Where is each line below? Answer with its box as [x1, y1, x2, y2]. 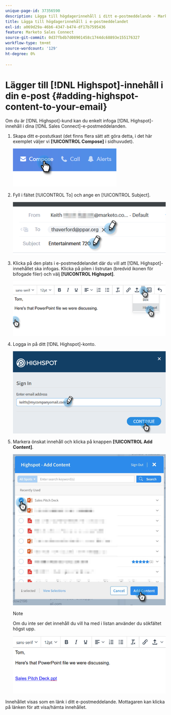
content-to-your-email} [5, 101, 108, 112]
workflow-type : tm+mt [5, 41, 51, 46]
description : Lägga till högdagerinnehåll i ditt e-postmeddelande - [5, 13, 156, 19]
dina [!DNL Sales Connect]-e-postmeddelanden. [25, 123, 127, 130]
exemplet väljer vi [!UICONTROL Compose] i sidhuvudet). [12, 138, 134, 145]
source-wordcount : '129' [5, 46, 58, 51]
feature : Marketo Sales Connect [5, 30, 74, 35]
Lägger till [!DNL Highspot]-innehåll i [5, 79, 164, 91]
